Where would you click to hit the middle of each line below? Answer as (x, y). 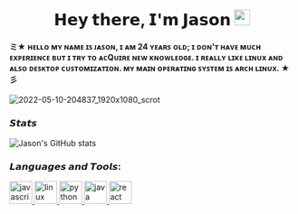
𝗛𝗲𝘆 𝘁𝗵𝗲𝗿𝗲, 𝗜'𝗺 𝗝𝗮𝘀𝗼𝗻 (142, 20)
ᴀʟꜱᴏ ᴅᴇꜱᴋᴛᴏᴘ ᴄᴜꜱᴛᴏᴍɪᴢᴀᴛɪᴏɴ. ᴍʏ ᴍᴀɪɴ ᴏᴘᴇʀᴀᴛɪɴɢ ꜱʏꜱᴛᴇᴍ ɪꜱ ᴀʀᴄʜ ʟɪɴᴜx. (144, 68)
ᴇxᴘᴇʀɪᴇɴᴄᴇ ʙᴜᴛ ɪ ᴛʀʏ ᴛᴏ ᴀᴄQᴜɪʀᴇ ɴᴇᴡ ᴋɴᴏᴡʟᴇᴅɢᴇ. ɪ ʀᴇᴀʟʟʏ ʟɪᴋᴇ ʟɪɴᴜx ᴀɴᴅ (146, 57)
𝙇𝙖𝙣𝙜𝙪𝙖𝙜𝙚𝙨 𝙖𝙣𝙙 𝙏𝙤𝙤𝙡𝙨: (65, 166)
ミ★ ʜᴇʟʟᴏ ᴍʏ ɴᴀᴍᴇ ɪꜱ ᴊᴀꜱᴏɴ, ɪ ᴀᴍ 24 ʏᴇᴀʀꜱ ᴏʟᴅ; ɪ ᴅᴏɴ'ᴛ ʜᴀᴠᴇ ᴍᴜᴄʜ (135, 46)
